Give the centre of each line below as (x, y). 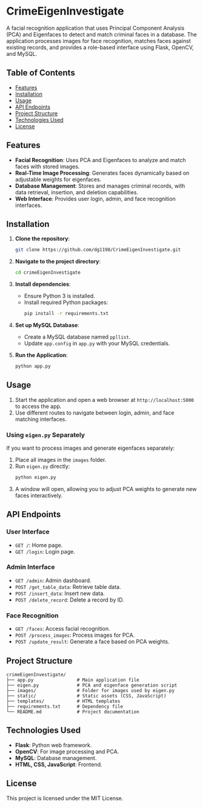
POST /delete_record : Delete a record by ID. (69, 600)
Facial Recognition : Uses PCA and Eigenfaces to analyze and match (100, 160)
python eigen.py (35, 477)
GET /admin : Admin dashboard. (53, 580)
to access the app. (38, 406)
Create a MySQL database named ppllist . (77, 337)
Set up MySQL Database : (47, 325)
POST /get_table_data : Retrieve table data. (68, 586)
